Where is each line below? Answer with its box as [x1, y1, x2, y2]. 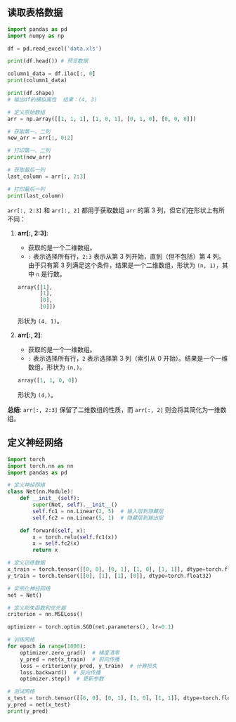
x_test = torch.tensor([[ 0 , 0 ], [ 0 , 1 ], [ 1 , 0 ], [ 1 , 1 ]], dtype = [7, 695, 203, 702]
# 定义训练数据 [7, 560, 46, 567]
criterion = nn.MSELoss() [7, 611, 83, 618]
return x [32, 547, 58, 554]
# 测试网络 [7, 688, 35, 695]
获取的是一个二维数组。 [27, 243, 96, 252]
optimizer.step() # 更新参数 [20, 676, 104, 683]
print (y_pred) [7, 707, 49, 715]
